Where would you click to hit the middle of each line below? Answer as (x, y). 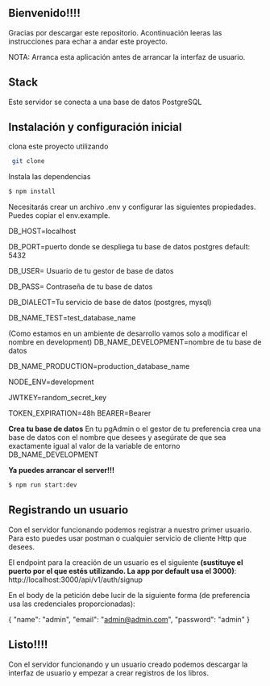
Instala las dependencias (50, 177)
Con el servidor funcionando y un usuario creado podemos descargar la (128, 664)
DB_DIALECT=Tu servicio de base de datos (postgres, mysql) (110, 303)
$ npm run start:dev (43, 485)
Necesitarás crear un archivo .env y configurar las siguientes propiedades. (132, 207)
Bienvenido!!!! (44, 13)
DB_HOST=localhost (42, 231)
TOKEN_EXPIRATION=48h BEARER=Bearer (80, 413)
